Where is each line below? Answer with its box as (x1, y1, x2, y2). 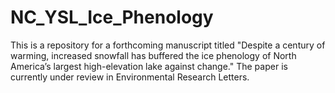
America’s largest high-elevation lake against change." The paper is (10, 60, 288, 72)
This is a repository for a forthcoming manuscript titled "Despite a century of (10, 39, 326, 51)
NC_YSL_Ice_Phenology (10, 6, 214, 29)
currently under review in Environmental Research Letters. (10, 71, 250, 83)
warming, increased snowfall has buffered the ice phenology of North (10, 49, 297, 61)
